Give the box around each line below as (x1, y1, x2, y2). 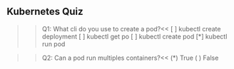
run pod (41, 39, 66, 48)
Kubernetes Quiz (6, 6, 83, 18)
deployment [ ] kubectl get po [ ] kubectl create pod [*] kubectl (41, 32, 228, 41)
